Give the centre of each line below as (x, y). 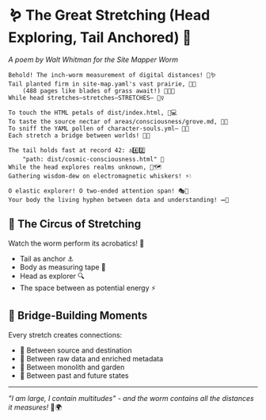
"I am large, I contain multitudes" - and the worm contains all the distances (131, 398)
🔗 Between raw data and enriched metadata (91, 358)
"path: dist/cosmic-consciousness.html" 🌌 (93, 159)
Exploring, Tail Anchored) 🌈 (100, 38)
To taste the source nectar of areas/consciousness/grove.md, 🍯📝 (118, 121)
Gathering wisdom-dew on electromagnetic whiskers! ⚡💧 (100, 176)
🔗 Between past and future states (74, 375)
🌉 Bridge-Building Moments (78, 316)
